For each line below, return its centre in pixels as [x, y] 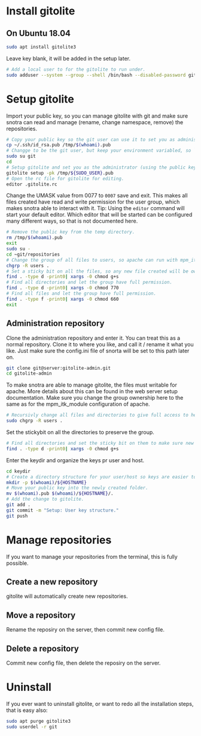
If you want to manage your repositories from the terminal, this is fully [92, 557]
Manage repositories [59, 540]
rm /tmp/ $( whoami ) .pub [34, 238]
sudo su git [21, 156]
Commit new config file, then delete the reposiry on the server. [83, 663]
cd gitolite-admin [29, 373]
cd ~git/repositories [33, 254]
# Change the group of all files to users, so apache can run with [92, 260]
